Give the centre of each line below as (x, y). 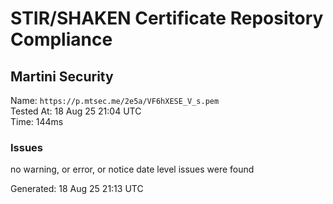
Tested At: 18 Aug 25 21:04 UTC (76, 111)
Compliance (61, 39)
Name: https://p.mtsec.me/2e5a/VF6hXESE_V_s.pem (115, 100)
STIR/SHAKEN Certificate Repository (167, 18)
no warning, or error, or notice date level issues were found (132, 169)
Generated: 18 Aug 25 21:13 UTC (77, 189)
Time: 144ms (37, 121)
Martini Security (62, 76)
